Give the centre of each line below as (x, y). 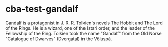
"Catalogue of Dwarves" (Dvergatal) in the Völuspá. (59, 39)
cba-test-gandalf (42, 9)
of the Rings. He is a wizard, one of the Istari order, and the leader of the (80, 28)
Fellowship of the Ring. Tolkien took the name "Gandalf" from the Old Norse (83, 33)
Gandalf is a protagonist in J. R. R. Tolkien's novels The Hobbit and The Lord (84, 23)
